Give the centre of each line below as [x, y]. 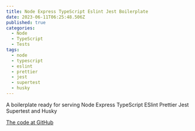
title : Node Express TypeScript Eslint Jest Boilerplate [77, 11]
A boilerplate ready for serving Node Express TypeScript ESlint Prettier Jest [97, 105]
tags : [13, 50]
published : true [26, 22]
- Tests [21, 45]
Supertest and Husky [32, 111]
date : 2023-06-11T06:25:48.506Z [46, 17]
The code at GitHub [30, 122]
